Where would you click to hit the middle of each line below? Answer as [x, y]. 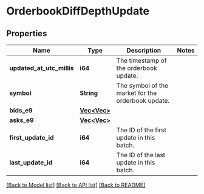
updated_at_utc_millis [42, 68]
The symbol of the [142, 86]
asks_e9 [22, 120]
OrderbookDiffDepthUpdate [78, 11]
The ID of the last [141, 155]
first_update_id [32, 137]
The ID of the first [141, 130]
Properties [27, 34]
